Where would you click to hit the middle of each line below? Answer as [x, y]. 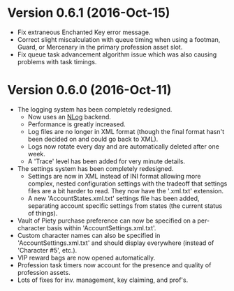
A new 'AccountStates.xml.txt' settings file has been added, [114, 198]
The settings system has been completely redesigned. [95, 168]
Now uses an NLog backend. [70, 117]
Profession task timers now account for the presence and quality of [114, 265]
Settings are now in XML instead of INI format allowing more [114, 176]
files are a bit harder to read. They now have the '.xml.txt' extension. [126, 191]
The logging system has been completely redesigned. [95, 109]
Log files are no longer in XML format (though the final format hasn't [126, 131]
